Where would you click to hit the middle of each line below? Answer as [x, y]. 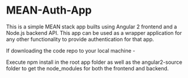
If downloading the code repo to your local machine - [71, 50]
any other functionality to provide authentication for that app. [80, 39]
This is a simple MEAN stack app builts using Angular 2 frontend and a [92, 27]
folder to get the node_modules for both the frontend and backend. [88, 68]
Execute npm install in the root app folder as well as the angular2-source [94, 62]
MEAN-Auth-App [49, 10]
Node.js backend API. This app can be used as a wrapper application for [94, 32]
